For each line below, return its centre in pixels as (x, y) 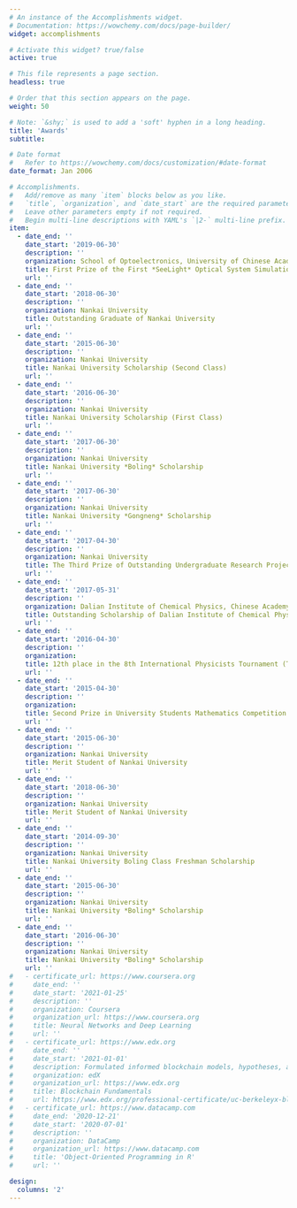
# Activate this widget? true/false (76, 50)
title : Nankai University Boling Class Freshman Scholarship (140, 861)
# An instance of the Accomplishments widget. (96, 17)
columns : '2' (41, 1189)
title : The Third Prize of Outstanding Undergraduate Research (144, 566)
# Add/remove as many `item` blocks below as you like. (118, 195)
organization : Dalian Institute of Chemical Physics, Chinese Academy (158, 607)
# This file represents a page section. (85, 74)
